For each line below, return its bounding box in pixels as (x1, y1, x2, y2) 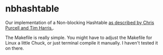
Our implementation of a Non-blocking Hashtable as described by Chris (5, 19, 154, 25)
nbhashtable (5, 3, 60, 14)
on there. (5, 45, 24, 51)
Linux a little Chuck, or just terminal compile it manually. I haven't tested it (5, 39, 158, 45)
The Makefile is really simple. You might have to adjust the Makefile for (5, 34, 152, 40)
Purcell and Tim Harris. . (5, 24, 55, 30)
